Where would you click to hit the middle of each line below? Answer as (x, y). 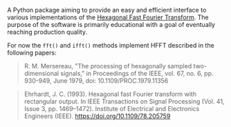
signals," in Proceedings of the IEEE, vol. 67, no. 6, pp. (137, 73)
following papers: (32, 52)
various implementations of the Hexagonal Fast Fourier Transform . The (108, 17)
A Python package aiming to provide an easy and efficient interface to (107, 10)
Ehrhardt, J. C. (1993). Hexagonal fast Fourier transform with (110, 94)
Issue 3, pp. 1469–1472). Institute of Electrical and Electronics (112, 109)
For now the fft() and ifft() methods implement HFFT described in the (111, 45)
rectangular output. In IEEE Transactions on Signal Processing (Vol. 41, (124, 101)
